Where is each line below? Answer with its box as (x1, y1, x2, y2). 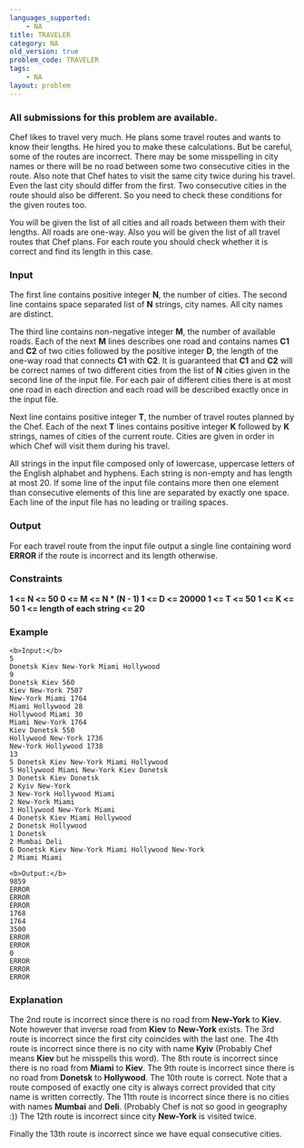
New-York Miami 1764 (9, 694, 88, 703)
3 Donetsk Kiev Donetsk (9, 774, 100, 783)
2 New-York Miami (9, 798, 75, 807)
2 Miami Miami (9, 853, 64, 862)
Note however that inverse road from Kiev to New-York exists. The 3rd (9, 1024, 275, 1035)
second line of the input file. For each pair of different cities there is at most (9, 375, 292, 386)
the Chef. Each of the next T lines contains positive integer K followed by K (9, 421, 290, 432)
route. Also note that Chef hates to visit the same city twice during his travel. (9, 170, 296, 181)
